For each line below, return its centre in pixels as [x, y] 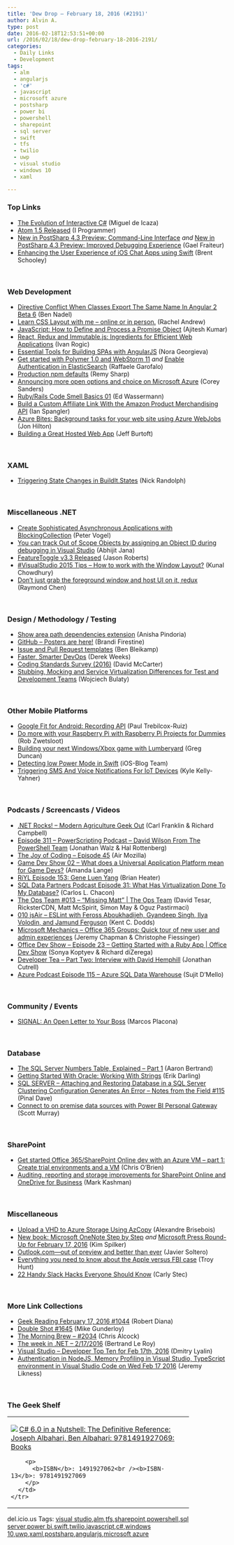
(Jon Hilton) [35, 426]
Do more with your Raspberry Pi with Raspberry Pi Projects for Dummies [121, 734]
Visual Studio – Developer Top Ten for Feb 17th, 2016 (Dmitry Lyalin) [115, 1351]
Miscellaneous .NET [42, 513]
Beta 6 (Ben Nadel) [45, 315]
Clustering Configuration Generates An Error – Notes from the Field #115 [121, 1091]
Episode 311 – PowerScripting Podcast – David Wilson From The [109, 840]
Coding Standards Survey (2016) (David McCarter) [90, 664]
